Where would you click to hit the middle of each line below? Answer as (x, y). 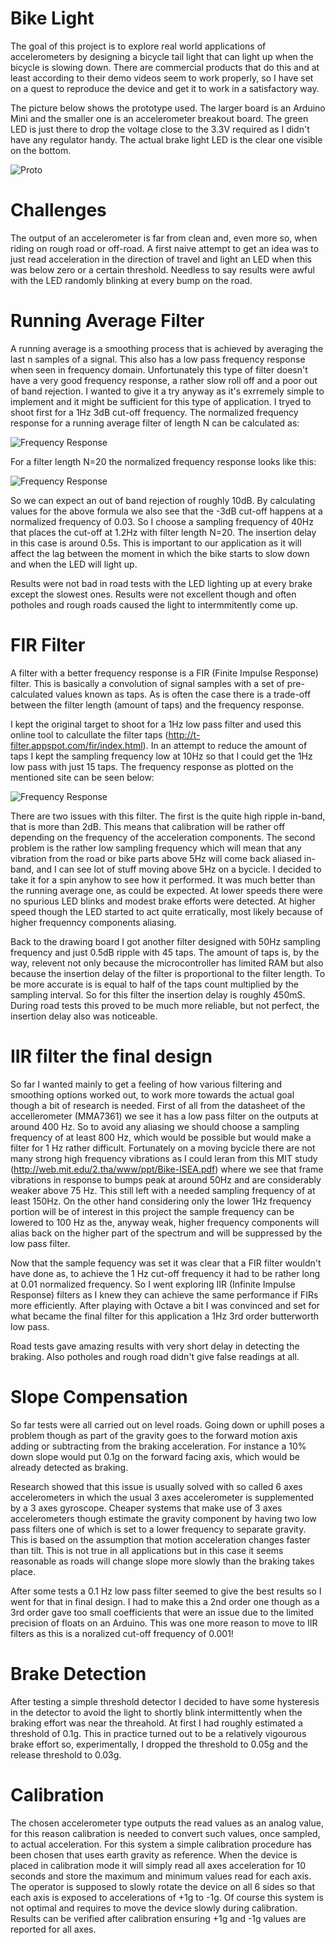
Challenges (58, 210)
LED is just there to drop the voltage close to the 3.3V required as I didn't (160, 129)
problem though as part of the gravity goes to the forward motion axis (154, 1435)
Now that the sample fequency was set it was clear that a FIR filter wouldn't (166, 1263)
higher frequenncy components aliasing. (93, 922)
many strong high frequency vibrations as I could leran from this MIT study (164, 1158)
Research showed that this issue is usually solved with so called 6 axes (156, 1486)
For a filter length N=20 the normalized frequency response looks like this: (163, 461)
